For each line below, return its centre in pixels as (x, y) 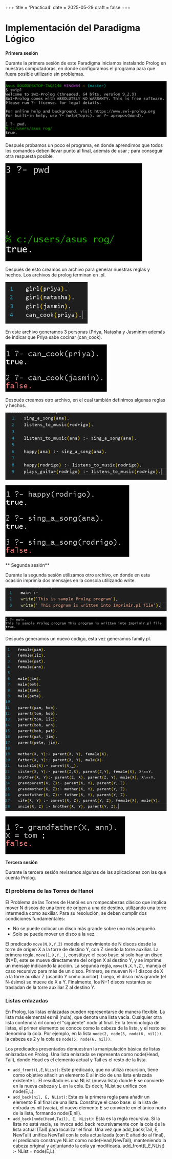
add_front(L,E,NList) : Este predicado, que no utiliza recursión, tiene (85, 1069)
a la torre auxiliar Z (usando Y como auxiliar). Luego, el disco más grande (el (86, 976)
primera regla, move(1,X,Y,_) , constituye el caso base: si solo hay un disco (84, 955)
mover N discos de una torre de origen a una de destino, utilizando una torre (86, 908)
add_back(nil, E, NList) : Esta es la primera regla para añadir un (81, 1097)
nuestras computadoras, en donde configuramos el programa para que (80, 68)
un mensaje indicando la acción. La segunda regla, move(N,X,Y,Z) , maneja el (86, 965)
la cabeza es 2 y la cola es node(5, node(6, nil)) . (58, 1039)
